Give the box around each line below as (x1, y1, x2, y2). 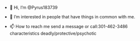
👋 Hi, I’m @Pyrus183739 (9, 5, 58, 10)
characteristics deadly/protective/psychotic (9, 30, 97, 36)
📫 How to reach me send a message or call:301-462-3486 (9, 24, 128, 29)
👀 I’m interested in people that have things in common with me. (9, 14, 136, 19)
